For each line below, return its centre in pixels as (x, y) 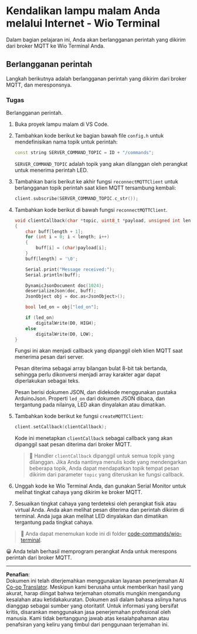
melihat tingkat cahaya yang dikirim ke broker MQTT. (78, 492)
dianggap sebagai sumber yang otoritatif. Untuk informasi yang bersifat (92, 606)
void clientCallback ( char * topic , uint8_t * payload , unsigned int (97, 221)
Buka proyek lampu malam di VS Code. (62, 124)
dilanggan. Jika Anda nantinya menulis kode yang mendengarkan (108, 462)
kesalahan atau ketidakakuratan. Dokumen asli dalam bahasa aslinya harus (96, 600)
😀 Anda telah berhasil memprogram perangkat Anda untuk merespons (91, 552)
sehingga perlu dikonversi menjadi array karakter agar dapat (87, 375)
